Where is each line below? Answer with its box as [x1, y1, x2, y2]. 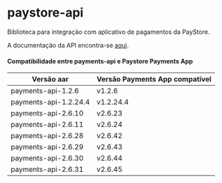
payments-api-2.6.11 [10, 119, 84, 129]
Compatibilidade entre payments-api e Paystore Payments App [7, 57, 193, 65]
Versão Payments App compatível [96, 75, 212, 84]
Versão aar [31, 75, 69, 84]
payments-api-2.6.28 [10, 131, 84, 141]
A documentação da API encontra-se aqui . [7, 41, 129, 49]
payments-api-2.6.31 [10, 164, 84, 174]
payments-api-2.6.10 [10, 108, 84, 118]
